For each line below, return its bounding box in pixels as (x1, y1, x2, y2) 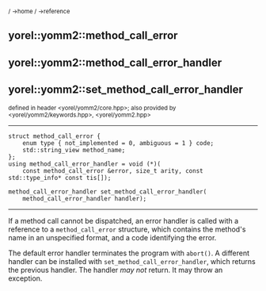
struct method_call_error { (8, 132, 101, 140)
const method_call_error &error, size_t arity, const (22, 167, 203, 174)
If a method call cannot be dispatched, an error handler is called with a (8, 216, 239, 225)
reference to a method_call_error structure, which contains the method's (8, 224, 246, 234)
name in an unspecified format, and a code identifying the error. (8, 232, 217, 242)
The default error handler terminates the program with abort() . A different (8, 248, 250, 258)
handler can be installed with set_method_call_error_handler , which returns (8, 256, 256, 266)
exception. (8, 274, 43, 283)
